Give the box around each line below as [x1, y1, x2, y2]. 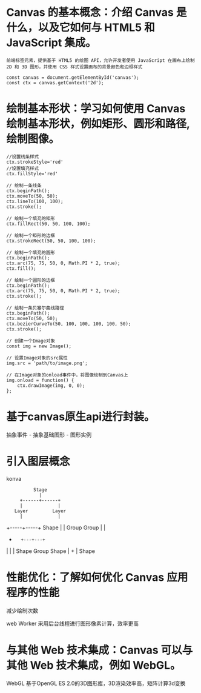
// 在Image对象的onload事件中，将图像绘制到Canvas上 [6, 372, 128, 378]
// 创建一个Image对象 [6, 338, 56, 344]
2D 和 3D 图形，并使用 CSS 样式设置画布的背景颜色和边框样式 [6, 64, 143, 70]
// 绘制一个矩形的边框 [6, 232, 56, 238]
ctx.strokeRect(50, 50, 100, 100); [6, 238, 96, 244]
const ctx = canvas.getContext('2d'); [6, 79, 104, 85]
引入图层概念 [6, 455, 71, 468]
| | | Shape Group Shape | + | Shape [6, 547, 96, 555]
